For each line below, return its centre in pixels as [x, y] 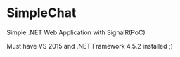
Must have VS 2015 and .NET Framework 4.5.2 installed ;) [90, 46]
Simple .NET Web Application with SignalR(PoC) [76, 32]
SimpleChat [41, 13]
